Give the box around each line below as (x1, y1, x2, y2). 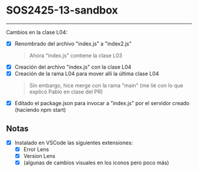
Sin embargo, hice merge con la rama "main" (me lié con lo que (29, 82, 184, 89)
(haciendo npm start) (14, 106, 66, 113)
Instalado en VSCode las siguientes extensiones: (14, 139, 133, 146)
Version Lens (23, 152, 56, 160)
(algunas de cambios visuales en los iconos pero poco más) (23, 159, 169, 166)
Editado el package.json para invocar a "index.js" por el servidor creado (14, 100, 190, 107)
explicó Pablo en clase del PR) (29, 88, 103, 95)
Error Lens (23, 146, 49, 153)
